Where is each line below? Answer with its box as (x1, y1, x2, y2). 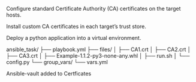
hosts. (6, 11, 22, 18)
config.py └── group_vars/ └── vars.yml (6, 59, 108, 65)
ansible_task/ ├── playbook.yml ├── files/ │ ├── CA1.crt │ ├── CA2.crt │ (6, 46, 191, 53)
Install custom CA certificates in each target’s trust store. (6, 23, 147, 30)
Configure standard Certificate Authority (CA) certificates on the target (6, 5, 181, 12)
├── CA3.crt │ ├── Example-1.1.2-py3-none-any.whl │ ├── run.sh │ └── (6, 52, 190, 59)
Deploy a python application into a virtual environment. (6, 34, 141, 41)
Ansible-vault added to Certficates (6, 70, 92, 77)
